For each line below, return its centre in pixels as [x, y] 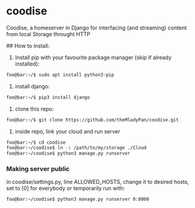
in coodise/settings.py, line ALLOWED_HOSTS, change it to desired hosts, [98, 182]
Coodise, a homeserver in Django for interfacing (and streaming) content [97, 28]
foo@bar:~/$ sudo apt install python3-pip [60, 75]
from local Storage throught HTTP [48, 34]
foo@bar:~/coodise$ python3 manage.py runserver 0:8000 [78, 200]
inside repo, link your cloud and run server [67, 131]
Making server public [38, 169]
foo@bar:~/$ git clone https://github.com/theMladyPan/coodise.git [93, 120]
